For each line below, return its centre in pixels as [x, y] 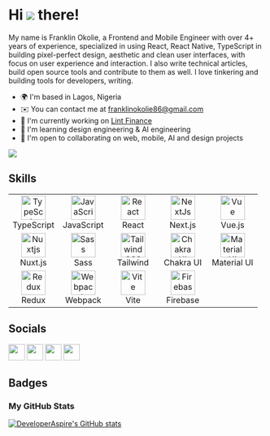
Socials [28, 329]
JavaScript [83, 225]
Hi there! [44, 15]
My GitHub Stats [41, 406]
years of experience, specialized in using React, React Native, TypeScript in [135, 45]
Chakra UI [183, 262]
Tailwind [133, 262]
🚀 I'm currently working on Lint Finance [86, 120]
